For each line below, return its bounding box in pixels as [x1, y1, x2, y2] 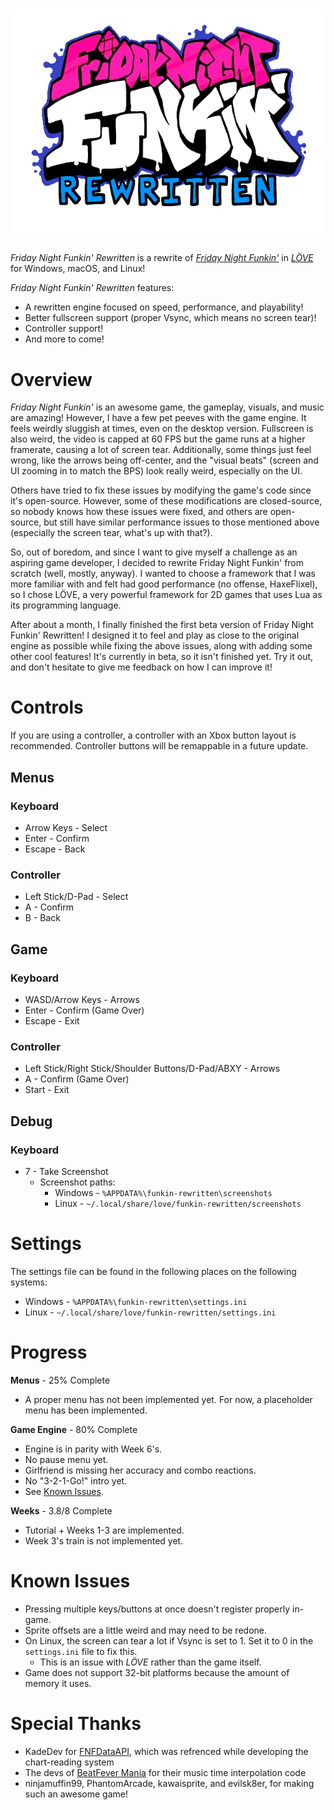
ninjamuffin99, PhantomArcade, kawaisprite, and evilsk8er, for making [24, 1777, 315, 1789]
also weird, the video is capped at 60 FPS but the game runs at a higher [10, 433, 306, 445]
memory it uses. [24, 1677, 92, 1689]
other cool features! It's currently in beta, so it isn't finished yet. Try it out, [10, 651, 314, 663]
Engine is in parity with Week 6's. [24, 1443, 163, 1455]
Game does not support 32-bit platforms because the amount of [24, 1666, 290, 1678]
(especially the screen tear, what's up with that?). [10, 527, 213, 539]
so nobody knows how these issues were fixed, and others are [10, 506, 268, 518]
